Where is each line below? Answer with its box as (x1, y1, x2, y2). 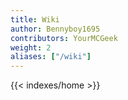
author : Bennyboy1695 (10, 24, 101, 34)
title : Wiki (10, 14, 60, 25)
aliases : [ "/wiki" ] (10, 52, 92, 62)
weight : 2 (10, 42, 52, 53)
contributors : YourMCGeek (10, 33, 118, 43)
